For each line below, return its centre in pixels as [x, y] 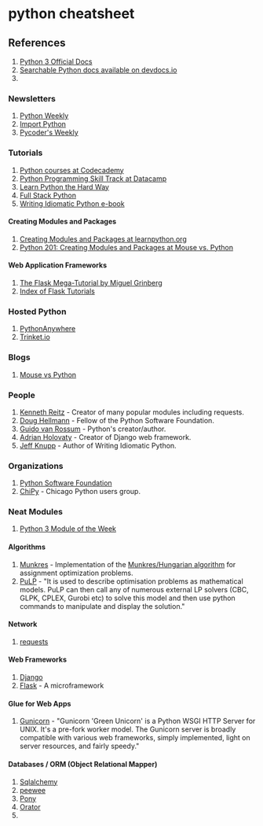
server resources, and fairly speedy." [79, 746]
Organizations [36, 466]
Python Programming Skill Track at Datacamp [93, 179]
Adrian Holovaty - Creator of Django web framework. [105, 437]
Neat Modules [35, 512]
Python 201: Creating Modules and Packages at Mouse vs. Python [126, 247]
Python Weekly [44, 116]
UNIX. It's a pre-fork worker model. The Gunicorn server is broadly [128, 729]
